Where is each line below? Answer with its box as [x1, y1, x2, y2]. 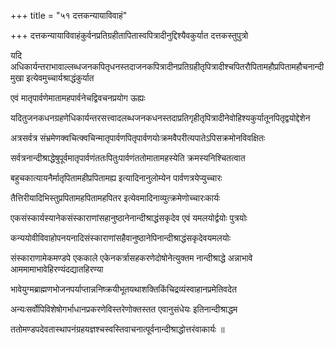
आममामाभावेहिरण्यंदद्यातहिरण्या [10, 263, 104, 275]
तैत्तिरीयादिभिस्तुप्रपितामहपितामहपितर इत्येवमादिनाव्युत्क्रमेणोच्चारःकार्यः [10, 192, 221, 204]
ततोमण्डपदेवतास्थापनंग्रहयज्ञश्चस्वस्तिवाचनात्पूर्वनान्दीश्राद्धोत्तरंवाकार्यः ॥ [10, 323, 225, 335]
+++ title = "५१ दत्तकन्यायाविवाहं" [10, 10, 128, 21]
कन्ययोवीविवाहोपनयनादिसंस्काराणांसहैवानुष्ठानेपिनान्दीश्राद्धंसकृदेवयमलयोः [10, 232, 231, 244]
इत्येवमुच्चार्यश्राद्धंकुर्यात [26, 72, 95, 84]
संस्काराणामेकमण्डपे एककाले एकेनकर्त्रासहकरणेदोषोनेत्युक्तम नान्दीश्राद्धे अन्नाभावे [10, 252, 253, 264]
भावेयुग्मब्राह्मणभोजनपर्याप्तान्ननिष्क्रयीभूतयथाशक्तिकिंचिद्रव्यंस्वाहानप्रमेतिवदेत [10, 283, 237, 295]
